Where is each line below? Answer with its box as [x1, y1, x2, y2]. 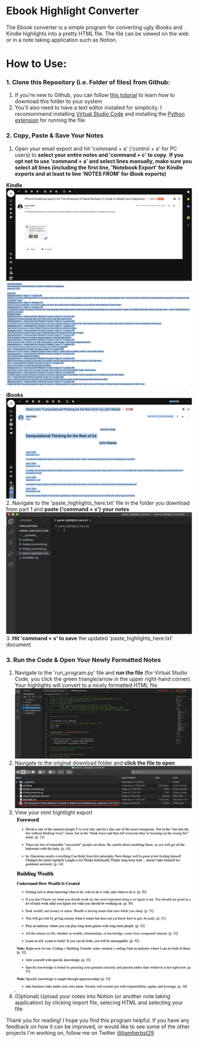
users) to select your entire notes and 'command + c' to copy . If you [14, 151, 184, 158]
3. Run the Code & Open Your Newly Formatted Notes [6, 656, 161, 664]
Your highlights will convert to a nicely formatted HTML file [14, 682, 158, 689]
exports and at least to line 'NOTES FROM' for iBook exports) [14, 170, 167, 177]
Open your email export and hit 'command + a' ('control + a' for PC [14, 145, 177, 152]
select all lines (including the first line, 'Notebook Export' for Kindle [14, 164, 183, 171]
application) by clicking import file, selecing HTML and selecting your [14, 999, 184, 1006]
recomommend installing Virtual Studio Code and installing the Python [14, 111, 185, 118]
